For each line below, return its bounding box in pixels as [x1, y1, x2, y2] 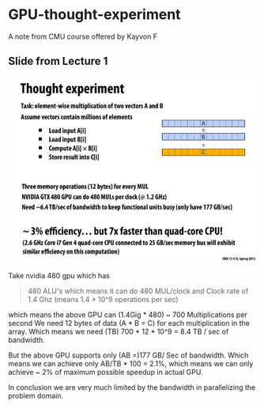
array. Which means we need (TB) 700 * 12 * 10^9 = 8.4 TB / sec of [8, 327, 229, 336]
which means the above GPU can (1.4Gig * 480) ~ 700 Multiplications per [8, 310, 247, 319]
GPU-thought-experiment [8, 6, 181, 24]
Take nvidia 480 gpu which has [8, 270, 111, 280]
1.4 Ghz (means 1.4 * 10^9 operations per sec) [27, 294, 179, 304]
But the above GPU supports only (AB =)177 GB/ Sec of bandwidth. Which [8, 350, 249, 360]
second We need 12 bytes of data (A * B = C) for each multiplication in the [8, 318, 251, 327]
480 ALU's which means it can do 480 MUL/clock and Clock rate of [27, 286, 249, 296]
